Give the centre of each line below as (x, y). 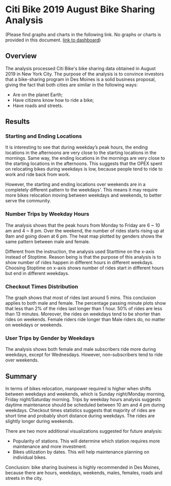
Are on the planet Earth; (38, 94)
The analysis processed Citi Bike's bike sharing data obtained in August (81, 68)
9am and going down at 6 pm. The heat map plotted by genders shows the (84, 236)
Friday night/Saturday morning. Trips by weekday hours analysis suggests (83, 399)
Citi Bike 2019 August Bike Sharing (80, 9)
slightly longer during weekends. (40, 421)
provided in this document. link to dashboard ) (53, 40)
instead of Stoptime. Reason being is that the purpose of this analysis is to (83, 257)
